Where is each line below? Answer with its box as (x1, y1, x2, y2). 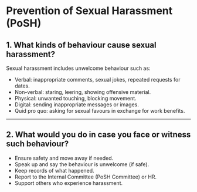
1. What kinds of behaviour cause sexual (6, 40, 157, 50)
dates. (14, 82, 30, 89)
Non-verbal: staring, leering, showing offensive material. (14, 89, 151, 95)
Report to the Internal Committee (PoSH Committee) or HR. (14, 173, 157, 180)
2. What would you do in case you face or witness (6, 130, 191, 140)
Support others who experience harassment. (14, 179, 123, 186)
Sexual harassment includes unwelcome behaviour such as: (6, 65, 151, 72)
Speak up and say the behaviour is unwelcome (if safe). (14, 160, 150, 168)
